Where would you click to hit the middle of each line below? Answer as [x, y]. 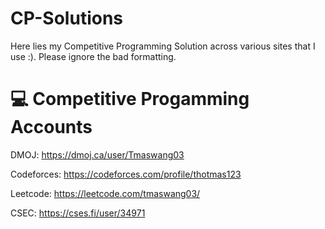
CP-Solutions [67, 18]
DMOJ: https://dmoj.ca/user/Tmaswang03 [97, 154]
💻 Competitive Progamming [130, 99]
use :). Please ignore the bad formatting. [93, 56]
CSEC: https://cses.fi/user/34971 [78, 213]
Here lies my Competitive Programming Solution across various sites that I [163, 46]
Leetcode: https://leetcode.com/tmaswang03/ [105, 193]
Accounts [51, 127]
